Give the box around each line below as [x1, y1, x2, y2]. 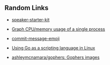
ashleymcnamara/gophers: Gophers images [11, 54, 100, 60]
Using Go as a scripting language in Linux [11, 45, 95, 50]
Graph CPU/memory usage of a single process [11, 26, 105, 32]
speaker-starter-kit [11, 16, 50, 22]
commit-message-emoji [11, 35, 60, 41]
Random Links [4, 4, 49, 12]
